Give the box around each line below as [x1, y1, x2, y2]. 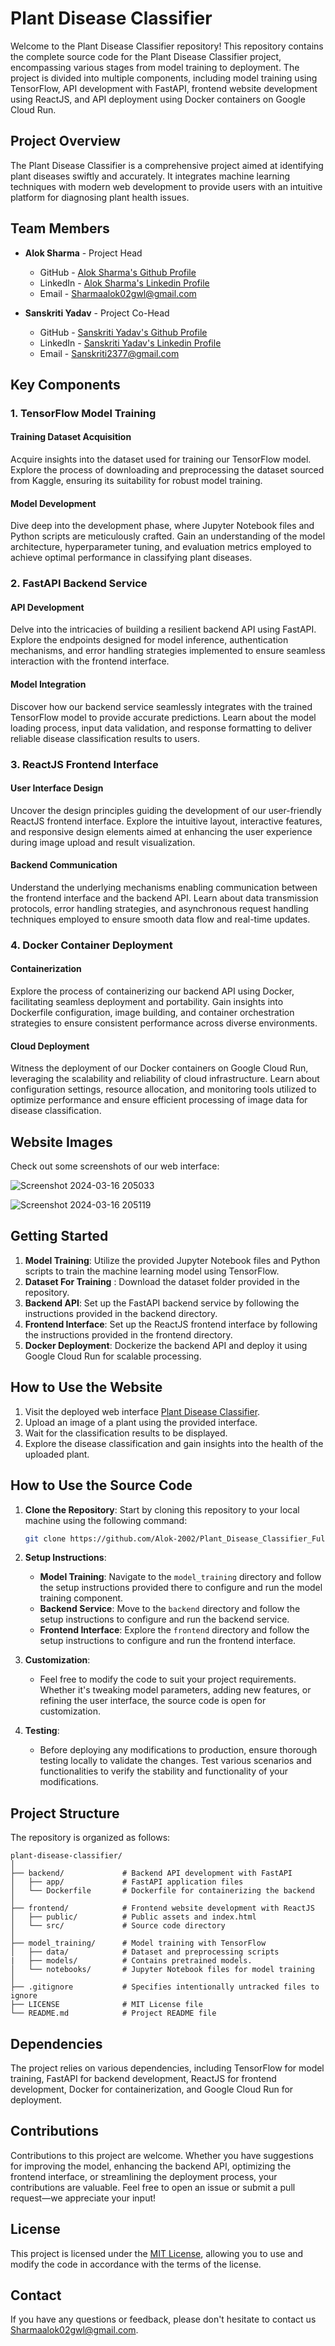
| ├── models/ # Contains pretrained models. [10, 1956, 253, 1966]
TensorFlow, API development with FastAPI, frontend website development [10, 82, 318, 94]
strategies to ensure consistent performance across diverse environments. [10, 1017, 318, 1029]
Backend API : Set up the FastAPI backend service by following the [24, 1297, 300, 1309]
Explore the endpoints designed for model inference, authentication [10, 634, 289, 646]
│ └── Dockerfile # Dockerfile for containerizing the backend [10, 1886, 315, 1896]
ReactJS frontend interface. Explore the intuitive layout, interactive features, [10, 815, 323, 827]
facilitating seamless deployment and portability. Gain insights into [10, 996, 284, 1008]
